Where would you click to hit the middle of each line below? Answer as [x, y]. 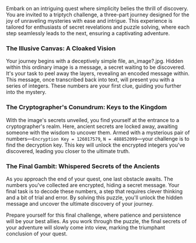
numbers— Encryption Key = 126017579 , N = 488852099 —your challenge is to [98, 138]
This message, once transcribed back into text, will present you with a [90, 80]
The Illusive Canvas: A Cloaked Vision [61, 48]
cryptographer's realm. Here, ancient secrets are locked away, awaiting [92, 126]
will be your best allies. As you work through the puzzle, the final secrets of [97, 221]
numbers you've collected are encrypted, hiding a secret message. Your [93, 185]
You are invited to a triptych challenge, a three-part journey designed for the [98, 15]
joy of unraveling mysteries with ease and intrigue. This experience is [90, 21]
